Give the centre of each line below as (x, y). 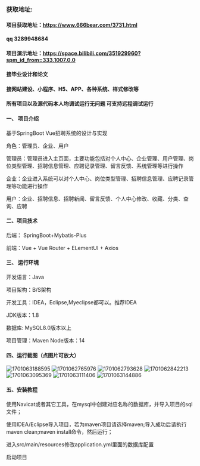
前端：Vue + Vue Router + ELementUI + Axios (62, 248)
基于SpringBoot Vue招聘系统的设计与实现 (57, 133)
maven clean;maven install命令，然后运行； (60, 431)
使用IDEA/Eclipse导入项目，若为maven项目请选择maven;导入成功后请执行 (96, 424)
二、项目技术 (22, 221)
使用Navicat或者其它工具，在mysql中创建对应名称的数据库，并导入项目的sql (99, 404)
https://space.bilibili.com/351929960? (92, 53)
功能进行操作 (32, 186)
